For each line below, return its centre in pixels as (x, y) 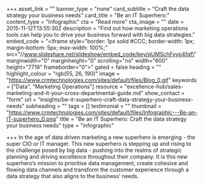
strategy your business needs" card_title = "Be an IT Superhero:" (88, 15)
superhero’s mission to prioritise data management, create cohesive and (97, 163)
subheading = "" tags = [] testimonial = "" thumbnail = (94, 106)
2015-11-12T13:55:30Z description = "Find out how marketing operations (97, 28)
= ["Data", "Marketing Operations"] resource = (65, 87)
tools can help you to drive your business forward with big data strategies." (101, 35)
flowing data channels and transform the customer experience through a (98, 170)
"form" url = (21, 99)
